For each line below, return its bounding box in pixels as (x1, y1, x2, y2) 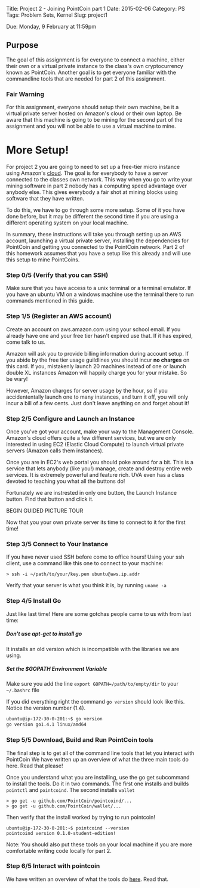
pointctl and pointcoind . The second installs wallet (6, 786, 136, 793)
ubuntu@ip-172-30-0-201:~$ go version (6, 716, 103, 722)
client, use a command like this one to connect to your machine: (6, 560, 164, 567)
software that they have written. (6, 195, 85, 202)
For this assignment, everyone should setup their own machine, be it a (6, 104, 179, 111)
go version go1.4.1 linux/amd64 (6, 721, 87, 727)
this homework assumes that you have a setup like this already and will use (6, 250, 191, 257)
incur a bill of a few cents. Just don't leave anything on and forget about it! (6, 399, 189, 406)
